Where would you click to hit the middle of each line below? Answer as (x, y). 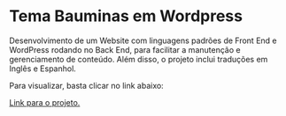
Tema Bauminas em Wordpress (126, 16)
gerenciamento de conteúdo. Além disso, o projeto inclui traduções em (139, 59)
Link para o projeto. (45, 102)
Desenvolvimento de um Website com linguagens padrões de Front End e (143, 40)
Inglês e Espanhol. (43, 69)
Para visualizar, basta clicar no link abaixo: (86, 85)
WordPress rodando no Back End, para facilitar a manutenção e (125, 49)
